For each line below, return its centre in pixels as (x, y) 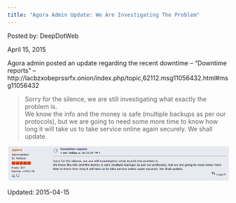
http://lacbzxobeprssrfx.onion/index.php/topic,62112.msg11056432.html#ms (118, 78)
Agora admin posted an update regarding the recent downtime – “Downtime (117, 63)
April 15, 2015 (27, 49)
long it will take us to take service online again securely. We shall (118, 129)
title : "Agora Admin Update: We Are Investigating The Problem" (104, 15)
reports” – (22, 70)
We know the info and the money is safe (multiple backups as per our (125, 114)
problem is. (41, 106)
